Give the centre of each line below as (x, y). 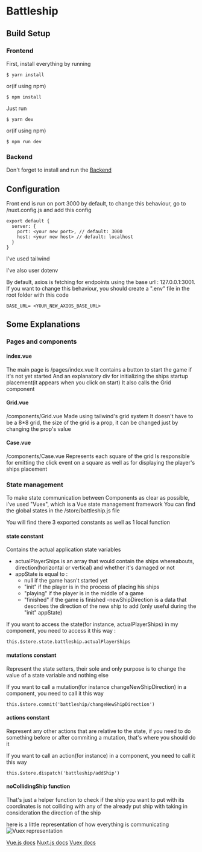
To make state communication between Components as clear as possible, (98, 498)
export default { (28, 221)
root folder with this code (38, 295)
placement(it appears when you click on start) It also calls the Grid (89, 382)
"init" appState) (43, 613)
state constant (25, 536)
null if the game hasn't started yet (66, 581)
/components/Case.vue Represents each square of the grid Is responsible (98, 456)
